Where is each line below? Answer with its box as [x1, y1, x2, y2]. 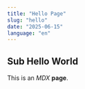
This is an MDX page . [7, 74, 68, 82]
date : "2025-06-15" [7, 23, 64, 30]
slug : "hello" [7, 17, 48, 24]
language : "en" [7, 29, 51, 37]
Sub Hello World [7, 55, 78, 67]
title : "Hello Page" [7, 10, 67, 17]
